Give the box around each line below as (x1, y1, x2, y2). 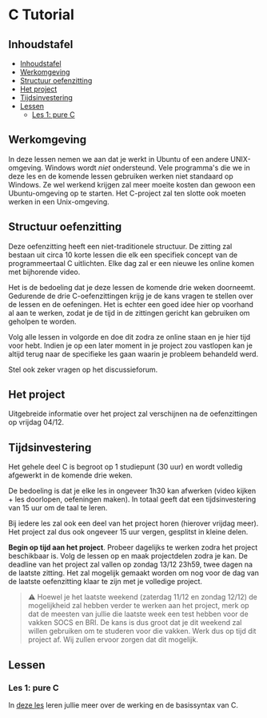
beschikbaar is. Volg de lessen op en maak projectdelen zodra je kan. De (8, 551, 248, 561)
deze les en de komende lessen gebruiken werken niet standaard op (8, 171, 233, 181)
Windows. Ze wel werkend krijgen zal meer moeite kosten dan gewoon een (8, 179, 256, 189)
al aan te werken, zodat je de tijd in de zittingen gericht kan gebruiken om (8, 308, 250, 317)
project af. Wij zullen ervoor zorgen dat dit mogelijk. (27, 635, 198, 644)
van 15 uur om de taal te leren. (8, 503, 108, 513)
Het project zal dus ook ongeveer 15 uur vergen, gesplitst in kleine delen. (8, 527, 249, 537)
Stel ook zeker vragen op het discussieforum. (8, 365, 158, 374)
